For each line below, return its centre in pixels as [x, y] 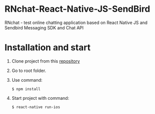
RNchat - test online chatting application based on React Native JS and [76, 23]
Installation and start [48, 48]
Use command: [27, 80]
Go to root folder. [29, 70]
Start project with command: [40, 98]
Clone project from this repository [46, 61]
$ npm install [26, 89]
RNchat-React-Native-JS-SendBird [77, 9]
